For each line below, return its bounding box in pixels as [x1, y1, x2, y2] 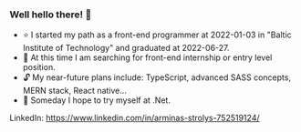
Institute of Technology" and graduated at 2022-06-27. [22, 43, 230, 54]
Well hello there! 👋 [9, 8, 92, 21]
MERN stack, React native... [22, 86, 128, 96]
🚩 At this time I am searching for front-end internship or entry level [22, 52, 273, 63]
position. [22, 62, 57, 73]
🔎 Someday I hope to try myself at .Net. [22, 95, 171, 106]
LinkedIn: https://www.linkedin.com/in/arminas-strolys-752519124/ [9, 113, 260, 124]
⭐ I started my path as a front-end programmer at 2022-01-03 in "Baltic [22, 29, 292, 40]
